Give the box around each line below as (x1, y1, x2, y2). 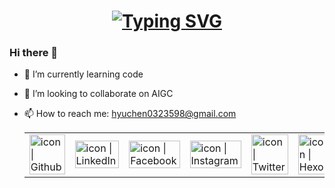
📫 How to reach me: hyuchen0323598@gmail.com (23, 108, 237, 120)
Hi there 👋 (9, 46, 59, 60)
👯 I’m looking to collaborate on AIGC (23, 88, 174, 100)
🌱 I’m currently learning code (23, 68, 144, 80)
